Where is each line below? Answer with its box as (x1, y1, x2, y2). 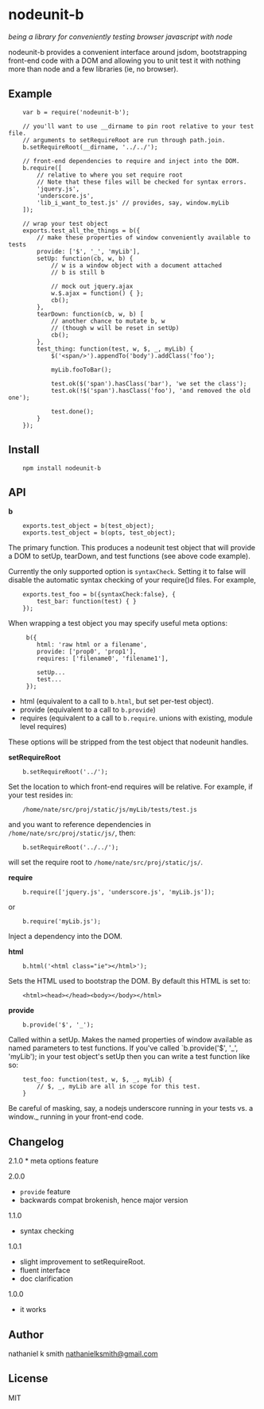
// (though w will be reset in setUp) (50, 324, 180, 332)
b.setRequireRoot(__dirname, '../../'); (22, 143, 158, 151)
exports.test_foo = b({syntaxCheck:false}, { (22, 591, 177, 599)
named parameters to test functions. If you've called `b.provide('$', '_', (8, 1043, 239, 1053)
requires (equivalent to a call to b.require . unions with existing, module (19, 713, 253, 723)
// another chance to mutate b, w (50, 316, 165, 325)
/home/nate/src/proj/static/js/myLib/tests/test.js (22, 805, 197, 814)
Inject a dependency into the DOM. (8, 932, 123, 941)
